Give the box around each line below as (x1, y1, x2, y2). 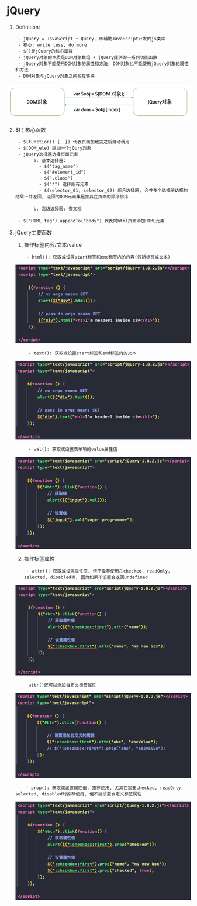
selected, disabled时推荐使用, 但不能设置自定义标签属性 (15, 791, 142, 797)
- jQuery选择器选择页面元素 (18, 151, 78, 157)
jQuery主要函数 (15, 229, 52, 236)
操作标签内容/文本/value (23, 241, 82, 248)
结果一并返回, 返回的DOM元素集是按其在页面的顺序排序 (15, 194, 129, 199)
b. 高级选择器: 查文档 (33, 206, 82, 212)
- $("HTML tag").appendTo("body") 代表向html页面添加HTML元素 (18, 218, 165, 223)
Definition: (15, 23, 40, 30)
